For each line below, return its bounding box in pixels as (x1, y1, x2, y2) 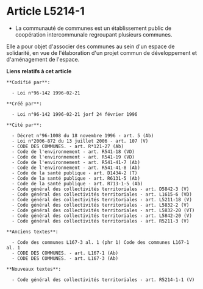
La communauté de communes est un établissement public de (15, 24, 172, 32)
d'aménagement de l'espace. (6, 55, 80, 63)
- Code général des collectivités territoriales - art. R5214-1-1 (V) (12, 276, 195, 283)
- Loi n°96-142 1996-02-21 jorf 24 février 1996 (12, 111, 138, 117)
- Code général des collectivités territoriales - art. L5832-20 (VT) (12, 207, 195, 213)
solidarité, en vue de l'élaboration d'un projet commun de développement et (6, 49, 197, 56)
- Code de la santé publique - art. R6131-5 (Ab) (12, 175, 140, 181)
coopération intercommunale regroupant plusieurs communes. (15, 30, 173, 38)
